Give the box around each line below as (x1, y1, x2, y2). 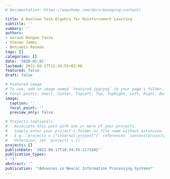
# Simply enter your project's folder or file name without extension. (5, 129, 164, 134)
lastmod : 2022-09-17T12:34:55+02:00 (5, 64, 82, 69)
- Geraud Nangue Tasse (5, 35, 53, 40)
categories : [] (5, 54, 37, 59)
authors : (5, 31, 24, 36)
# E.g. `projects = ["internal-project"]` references (5, 133, 125, 138)
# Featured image (5, 82, 42, 87)
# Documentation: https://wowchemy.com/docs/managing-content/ (5, 7, 142, 13)
